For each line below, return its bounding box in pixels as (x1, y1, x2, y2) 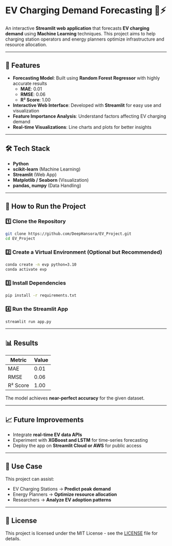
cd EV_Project (5, 236, 36, 241)
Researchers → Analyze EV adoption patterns (12, 497, 112, 503)
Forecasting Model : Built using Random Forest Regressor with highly (12, 74, 160, 81)
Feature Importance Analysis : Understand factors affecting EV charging (12, 113, 166, 119)
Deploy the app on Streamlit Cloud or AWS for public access (12, 443, 142, 449)
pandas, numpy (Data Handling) (12, 182, 81, 189)
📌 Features (5, 61, 40, 70)
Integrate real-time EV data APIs (12, 431, 82, 438)
